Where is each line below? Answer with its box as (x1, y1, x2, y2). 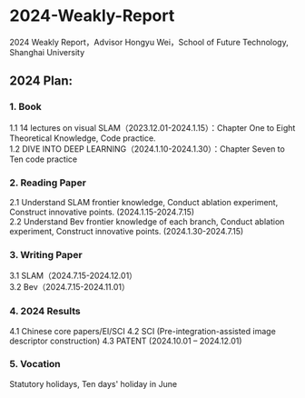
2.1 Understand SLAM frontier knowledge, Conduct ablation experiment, (9, 196, 279, 207)
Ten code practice (9, 154, 78, 164)
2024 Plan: (9, 74, 74, 89)
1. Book (9, 101, 43, 114)
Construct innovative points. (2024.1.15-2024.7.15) (9, 206, 195, 217)
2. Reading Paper (9, 176, 86, 189)
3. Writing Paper (9, 248, 84, 261)
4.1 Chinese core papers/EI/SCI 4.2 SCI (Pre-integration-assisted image (9, 325, 277, 336)
